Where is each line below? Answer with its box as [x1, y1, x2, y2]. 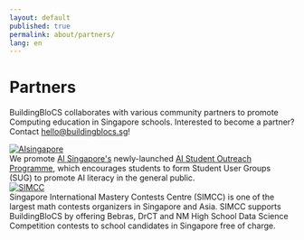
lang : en [9, 38, 43, 48]
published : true [9, 22, 71, 31]
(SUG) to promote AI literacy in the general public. [9, 172, 195, 183]
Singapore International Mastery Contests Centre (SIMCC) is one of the [9, 191, 275, 203]
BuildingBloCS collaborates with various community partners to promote [9, 107, 279, 118]
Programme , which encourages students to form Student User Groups [9, 163, 271, 174]
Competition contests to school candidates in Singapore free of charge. [9, 220, 276, 231]
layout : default [9, 13, 71, 23]
